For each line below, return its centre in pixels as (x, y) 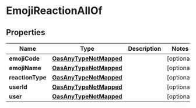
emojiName (25, 68)
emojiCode (24, 58)
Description (145, 49)
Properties (26, 32)
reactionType (28, 77)
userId (18, 87)
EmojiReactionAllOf (54, 11)
